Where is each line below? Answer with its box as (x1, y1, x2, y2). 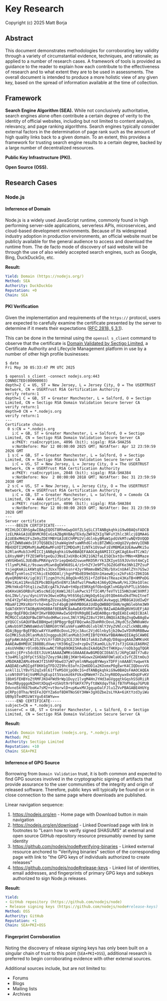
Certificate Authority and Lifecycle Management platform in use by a (5, 346, 147, 352)
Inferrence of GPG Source (5, 759, 60, 765)
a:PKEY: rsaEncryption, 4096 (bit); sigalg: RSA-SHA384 (12, 501, 131, 506)
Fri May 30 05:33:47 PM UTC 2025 (5, 365, 75, 370)
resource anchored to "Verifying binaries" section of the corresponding (12, 849, 160, 855)
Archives (12, 991, 31, 997)
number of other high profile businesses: (5, 351, 89, 357)
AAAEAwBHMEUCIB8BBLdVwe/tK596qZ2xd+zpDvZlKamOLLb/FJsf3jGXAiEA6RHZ (5, 641, 149, 646)
